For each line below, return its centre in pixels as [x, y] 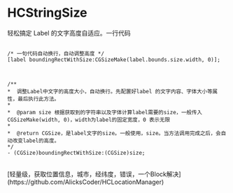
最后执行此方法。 [38, 99]
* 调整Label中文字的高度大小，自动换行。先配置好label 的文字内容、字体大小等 [110, 91]
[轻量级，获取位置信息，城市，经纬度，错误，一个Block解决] [94, 174]
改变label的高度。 [36, 141]
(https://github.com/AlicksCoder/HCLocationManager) [86, 182]
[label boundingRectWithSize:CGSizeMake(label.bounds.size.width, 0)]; [114, 60]
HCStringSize [47, 13]
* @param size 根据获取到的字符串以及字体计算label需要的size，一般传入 [105, 112]
